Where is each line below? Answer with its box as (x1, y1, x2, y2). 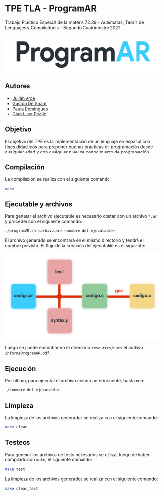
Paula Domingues (12, 106, 48, 112)
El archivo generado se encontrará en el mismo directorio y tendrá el (5, 237, 144, 243)
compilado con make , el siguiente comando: (5, 457, 92, 462)
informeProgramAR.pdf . (5, 350, 51, 356)
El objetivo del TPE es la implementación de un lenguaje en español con (5, 138, 151, 144)
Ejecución (5, 364, 36, 373)
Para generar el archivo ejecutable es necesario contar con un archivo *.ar (5, 213, 158, 219)
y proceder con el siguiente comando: (5, 218, 82, 225)
